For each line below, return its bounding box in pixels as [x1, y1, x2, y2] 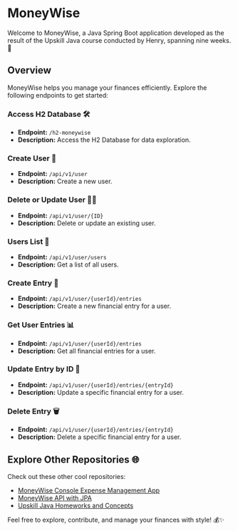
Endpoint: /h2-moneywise [17, 128, 91, 137]
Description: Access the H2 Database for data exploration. [17, 135, 191, 144]
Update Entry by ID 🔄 [7, 364, 81, 374]
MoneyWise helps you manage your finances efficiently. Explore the [7, 83, 207, 92]
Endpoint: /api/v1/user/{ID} [17, 211, 104, 220]
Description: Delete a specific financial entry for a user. [17, 433, 182, 441]
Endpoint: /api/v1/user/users [17, 252, 107, 261]
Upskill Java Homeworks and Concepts [17, 501, 134, 510]
